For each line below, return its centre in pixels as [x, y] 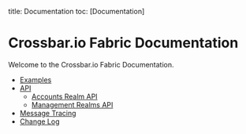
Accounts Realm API [64, 96]
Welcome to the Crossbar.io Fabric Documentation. [91, 64]
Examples [35, 80]
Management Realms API [72, 104]
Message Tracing [48, 113]
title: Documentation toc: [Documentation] [76, 11]
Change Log [40, 121]
